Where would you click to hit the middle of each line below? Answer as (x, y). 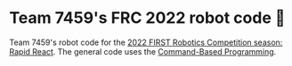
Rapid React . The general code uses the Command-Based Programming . (143, 51)
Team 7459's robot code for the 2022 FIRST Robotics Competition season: (146, 42)
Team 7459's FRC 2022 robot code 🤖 (147, 18)
